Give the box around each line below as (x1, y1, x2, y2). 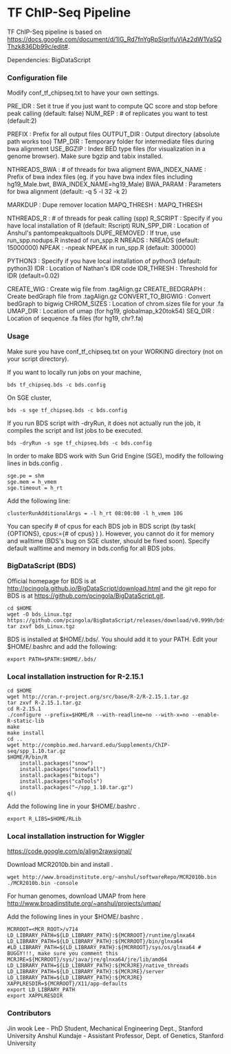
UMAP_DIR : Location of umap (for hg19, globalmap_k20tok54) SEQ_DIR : (7, 307, 215, 315)
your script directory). (7, 354, 69, 363)
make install (7, 730, 45, 736)
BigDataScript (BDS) (7, 561, 76, 571)
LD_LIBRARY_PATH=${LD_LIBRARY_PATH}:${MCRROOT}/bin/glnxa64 (7, 938, 184, 945)
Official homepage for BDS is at (7, 576, 96, 585)
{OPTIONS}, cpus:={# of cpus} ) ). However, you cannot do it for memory (7, 529, 214, 538)
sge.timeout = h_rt (7, 485, 63, 491)
